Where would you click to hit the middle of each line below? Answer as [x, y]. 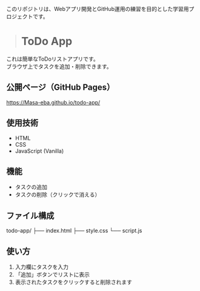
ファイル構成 [30, 216]
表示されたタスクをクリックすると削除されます [73, 282]
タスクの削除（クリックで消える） [58, 195]
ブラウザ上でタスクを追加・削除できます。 [59, 66]
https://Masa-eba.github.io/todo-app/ [53, 102]
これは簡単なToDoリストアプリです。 [52, 59]
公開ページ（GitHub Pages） [61, 88]
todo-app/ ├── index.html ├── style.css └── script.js [74, 231]
